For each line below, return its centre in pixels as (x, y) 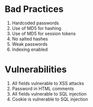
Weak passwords (30, 44)
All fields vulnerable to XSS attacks (48, 83)
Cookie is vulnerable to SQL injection (50, 99)
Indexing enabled (30, 49)
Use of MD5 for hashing (36, 28)
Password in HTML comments (43, 89)
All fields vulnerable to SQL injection (49, 94)
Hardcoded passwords (35, 23)
